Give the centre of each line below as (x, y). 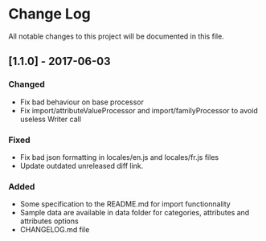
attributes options (49, 221)
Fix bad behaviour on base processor (82, 102)
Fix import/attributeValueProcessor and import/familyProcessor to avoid (139, 110)
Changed (27, 84)
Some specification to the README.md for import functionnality (125, 204)
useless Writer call (51, 119)
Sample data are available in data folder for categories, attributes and (135, 213)
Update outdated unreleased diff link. (82, 165)
